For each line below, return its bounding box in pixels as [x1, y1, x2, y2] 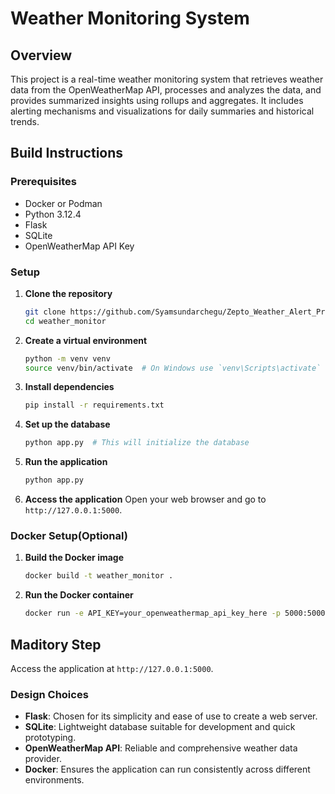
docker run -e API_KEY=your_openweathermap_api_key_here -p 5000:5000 [24, 608, 326, 619]
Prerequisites [10, 175, 77, 189]
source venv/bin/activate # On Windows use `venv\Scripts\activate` [24, 363, 322, 373]
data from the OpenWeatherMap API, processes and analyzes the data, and [10, 84, 322, 96]
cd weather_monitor [24, 316, 107, 326]
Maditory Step [10, 636, 102, 653]
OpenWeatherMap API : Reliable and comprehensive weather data [24, 742, 298, 754]
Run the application [24, 456, 108, 468]
